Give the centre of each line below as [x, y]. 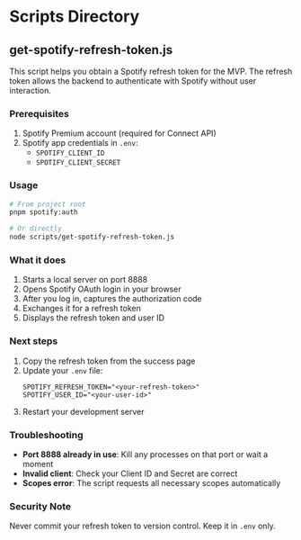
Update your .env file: [62, 370]
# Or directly [36, 229]
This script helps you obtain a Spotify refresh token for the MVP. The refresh [151, 71]
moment [38, 463]
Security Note [40, 506]
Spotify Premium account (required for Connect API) [120, 133]
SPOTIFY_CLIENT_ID [70, 153]
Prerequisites [39, 113]
